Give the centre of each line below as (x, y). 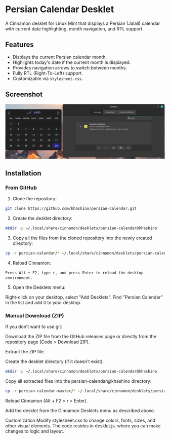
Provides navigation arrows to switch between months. (70, 67)
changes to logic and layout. (35, 431)
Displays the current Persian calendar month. (60, 57)
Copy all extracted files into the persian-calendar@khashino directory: (78, 381)
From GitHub (21, 188)
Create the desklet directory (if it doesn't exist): (55, 361)
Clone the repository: (35, 198)
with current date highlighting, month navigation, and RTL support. (75, 28)
